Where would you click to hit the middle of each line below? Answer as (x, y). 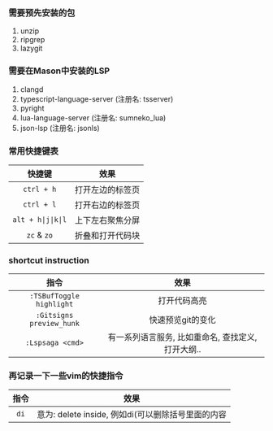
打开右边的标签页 (107, 205)
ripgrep (32, 40)
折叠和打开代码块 (107, 235)
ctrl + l (40, 204)
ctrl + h (40, 189)
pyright (32, 108)
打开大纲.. (182, 350)
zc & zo (40, 235)
